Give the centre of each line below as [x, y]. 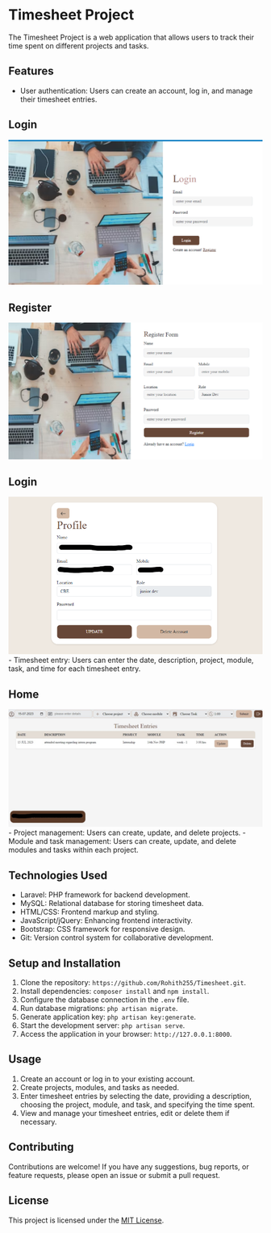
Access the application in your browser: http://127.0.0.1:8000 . [126, 1034]
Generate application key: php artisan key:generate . [108, 1017]
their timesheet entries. [58, 99]
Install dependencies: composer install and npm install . [115, 992]
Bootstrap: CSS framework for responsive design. [102, 929]
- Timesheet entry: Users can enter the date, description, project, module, [131, 661]
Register [30, 307]
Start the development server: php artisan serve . [102, 1025]
